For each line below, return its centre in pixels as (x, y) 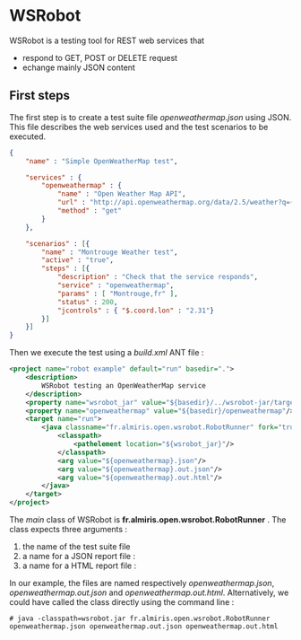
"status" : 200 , (87, 302)
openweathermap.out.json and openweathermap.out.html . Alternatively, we (149, 592)
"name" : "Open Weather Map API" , (121, 194)
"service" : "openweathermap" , (116, 285)
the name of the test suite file (76, 547)
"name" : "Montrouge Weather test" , (110, 252)
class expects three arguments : (69, 529)
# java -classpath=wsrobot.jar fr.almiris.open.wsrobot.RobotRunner (140, 618)
